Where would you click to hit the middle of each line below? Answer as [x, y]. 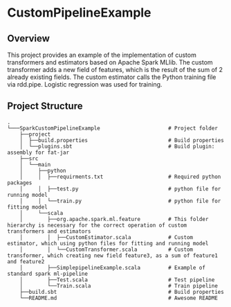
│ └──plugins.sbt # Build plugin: [117, 146]
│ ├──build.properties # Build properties [122, 140]
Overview [29, 38]
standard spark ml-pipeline [48, 274]
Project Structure [45, 106]
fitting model [28, 207]
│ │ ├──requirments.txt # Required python [120, 177]
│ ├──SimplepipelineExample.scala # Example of [113, 267]
